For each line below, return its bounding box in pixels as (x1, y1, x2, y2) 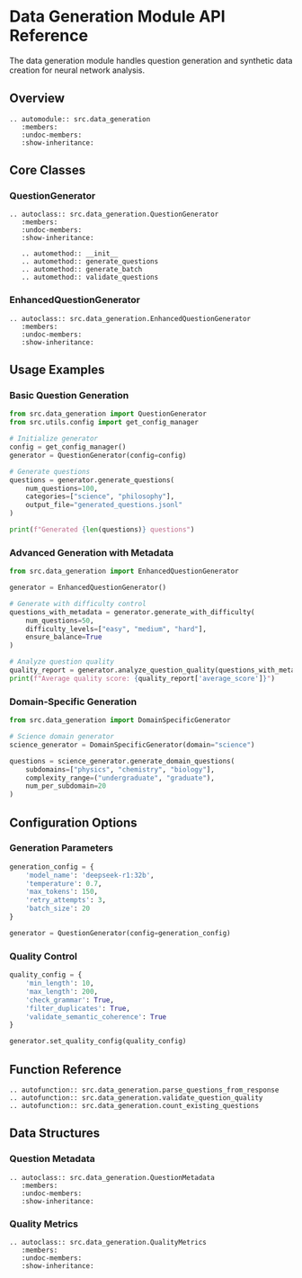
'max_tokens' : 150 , (25, 888, 99, 897)
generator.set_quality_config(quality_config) (9, 1037, 187, 1046)
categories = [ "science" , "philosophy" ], (25, 492, 175, 501)
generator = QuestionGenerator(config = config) (9, 451, 187, 460)
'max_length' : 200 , (25, 987, 99, 996)
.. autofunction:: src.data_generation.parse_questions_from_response (9, 1086, 280, 1095)
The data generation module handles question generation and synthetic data (9, 55, 293, 66)
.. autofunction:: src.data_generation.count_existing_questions (9, 1101, 259, 1110)
